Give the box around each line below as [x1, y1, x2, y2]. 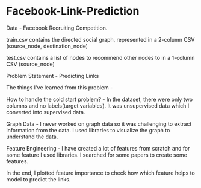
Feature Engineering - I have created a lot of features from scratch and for [6, 144, 190, 152]
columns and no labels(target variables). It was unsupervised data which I [6, 102, 190, 109]
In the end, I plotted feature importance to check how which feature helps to [6, 169, 196, 177]
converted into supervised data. [6, 108, 85, 115]
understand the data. [6, 133, 58, 140]
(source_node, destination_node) [6, 42, 88, 50]
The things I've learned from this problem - [6, 83, 113, 91]
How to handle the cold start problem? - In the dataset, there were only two [6, 96, 193, 103]
